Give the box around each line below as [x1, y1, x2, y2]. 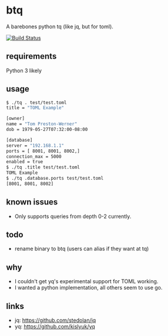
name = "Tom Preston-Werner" [6, 121, 78, 127]
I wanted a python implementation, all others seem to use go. [14, 284, 163, 291]
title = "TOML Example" [6, 105, 65, 111]
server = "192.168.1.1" [6, 142, 65, 149]
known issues [6, 197, 58, 207]
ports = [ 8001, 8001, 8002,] [6, 148, 80, 154]
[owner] [6, 116, 25, 122]
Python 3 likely [6, 67, 42, 74]
